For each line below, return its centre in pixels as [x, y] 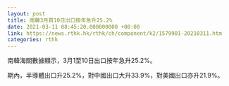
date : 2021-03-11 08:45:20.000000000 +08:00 [74, 27]
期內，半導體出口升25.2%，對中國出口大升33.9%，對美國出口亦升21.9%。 [116, 76]
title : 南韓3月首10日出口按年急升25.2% [60, 20]
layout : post [26, 14]
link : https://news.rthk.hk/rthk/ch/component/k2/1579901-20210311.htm [114, 33]
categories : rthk [33, 40]
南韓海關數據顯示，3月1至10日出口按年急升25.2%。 [82, 61]
